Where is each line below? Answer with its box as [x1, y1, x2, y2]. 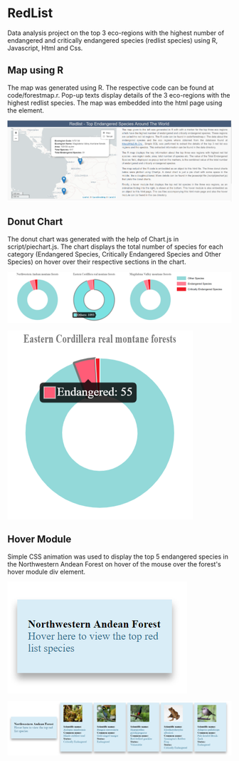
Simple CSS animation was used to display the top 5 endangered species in [7, 552, 229, 561]
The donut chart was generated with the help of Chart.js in [7, 234, 179, 243]
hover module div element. [7, 567, 86, 576]
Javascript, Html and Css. [7, 43, 83, 52]
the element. [7, 105, 44, 115]
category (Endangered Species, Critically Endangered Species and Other [7, 249, 222, 258]
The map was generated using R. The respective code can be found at [7, 83, 214, 92]
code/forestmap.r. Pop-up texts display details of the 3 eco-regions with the [7, 90, 230, 99]
